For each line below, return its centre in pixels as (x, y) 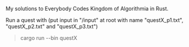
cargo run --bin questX (49, 38)
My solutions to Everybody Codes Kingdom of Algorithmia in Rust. (87, 9)
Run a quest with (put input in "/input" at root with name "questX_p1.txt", (94, 20)
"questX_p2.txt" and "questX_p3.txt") (52, 26)
